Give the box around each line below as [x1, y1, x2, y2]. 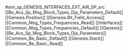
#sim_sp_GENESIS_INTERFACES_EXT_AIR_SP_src [5, 4, 105, 10]
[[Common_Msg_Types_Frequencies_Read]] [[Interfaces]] [5, 20, 123, 25]
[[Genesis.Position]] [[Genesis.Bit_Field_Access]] [5, 15, 105, 20]
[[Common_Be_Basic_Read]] [5, 41, 63, 46]
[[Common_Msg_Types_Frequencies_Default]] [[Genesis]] [5, 25, 123, 31]
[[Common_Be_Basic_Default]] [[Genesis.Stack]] [5, 35, 104, 41]
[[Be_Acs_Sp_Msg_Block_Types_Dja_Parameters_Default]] [5, 9, 123, 15]
